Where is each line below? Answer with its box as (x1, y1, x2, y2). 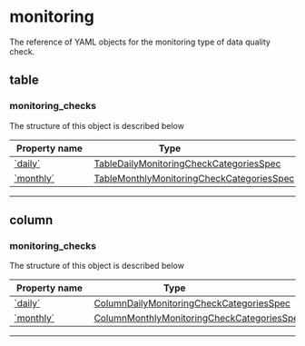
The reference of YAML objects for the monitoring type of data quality (9, 36, 271, 47)
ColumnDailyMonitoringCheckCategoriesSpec (93, 297, 290, 310)
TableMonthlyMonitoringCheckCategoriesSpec (93, 172, 295, 184)
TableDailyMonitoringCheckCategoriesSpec (93, 157, 281, 170)
